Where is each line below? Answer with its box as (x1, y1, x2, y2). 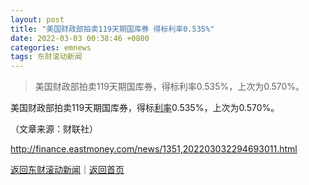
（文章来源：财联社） (10, 123, 98, 135)
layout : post (10, 14, 65, 25)
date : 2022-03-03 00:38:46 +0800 (10, 33, 150, 43)
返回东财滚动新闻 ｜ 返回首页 (10, 164, 125, 176)
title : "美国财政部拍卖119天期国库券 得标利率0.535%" (10, 24, 215, 34)
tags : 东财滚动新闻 (10, 52, 83, 62)
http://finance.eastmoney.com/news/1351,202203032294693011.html (10, 143, 298, 155)
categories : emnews (10, 42, 92, 53)
